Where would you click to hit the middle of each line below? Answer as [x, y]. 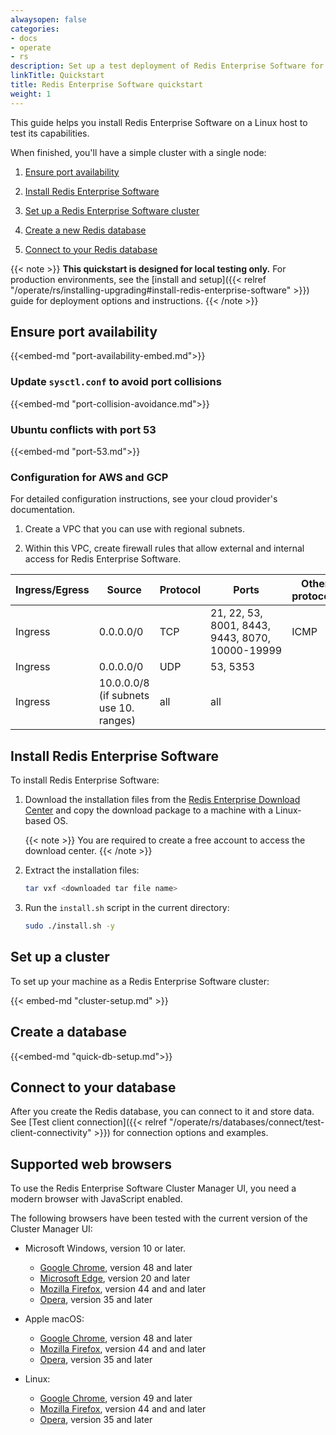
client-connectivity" [51, 1133]
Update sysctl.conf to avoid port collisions [116, 382]
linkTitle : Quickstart [57, 76]
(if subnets [124, 696]
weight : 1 [31, 94]
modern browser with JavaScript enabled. [96, 1199]
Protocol [180, 590]
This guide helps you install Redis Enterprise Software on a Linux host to [159, 122]
